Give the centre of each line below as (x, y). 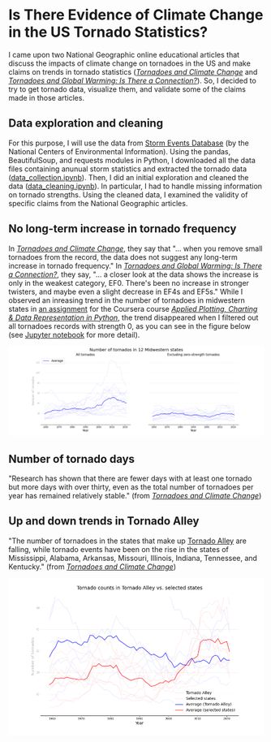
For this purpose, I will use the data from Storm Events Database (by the (129, 143)
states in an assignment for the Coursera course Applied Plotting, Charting (133, 308)
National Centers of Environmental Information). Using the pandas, (120, 151)
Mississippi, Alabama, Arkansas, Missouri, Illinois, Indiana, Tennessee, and (133, 558)
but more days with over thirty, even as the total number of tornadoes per (131, 487)
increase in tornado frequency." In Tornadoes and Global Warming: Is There (135, 265)
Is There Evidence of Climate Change (136, 15)
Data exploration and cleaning (86, 123)
